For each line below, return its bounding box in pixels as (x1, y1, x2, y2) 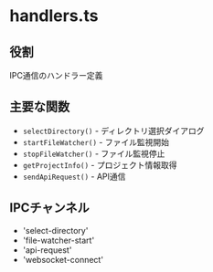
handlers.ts (9, 5, 99, 26)
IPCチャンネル (9, 200, 90, 215)
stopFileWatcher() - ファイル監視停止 (22, 148, 165, 159)
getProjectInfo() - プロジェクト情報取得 (22, 159, 177, 170)
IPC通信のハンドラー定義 (9, 70, 103, 80)
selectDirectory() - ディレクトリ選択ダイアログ (22, 125, 205, 136)
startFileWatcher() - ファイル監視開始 (22, 136, 169, 147)
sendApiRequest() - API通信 (22, 171, 126, 182)
